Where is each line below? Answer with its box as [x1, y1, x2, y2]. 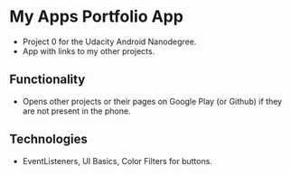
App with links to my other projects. [22, 45, 155, 56]
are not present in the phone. [22, 106, 131, 116]
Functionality [9, 72, 86, 87]
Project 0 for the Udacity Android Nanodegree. [22, 36, 197, 47]
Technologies [9, 132, 89, 147]
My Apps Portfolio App [9, 6, 183, 27]
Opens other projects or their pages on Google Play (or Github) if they [22, 96, 283, 106]
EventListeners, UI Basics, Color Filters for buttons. [22, 155, 212, 166]
